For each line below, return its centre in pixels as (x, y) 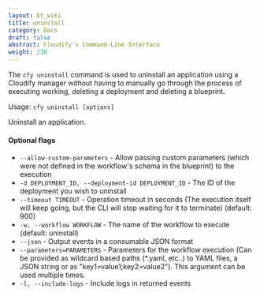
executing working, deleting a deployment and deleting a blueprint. (117, 91)
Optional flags (32, 140)
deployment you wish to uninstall (73, 191)
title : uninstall (37, 23)
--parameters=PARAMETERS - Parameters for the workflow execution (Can (136, 250)
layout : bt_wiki (35, 15)
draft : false (30, 37)
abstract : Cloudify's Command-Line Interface (84, 45)
